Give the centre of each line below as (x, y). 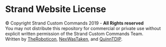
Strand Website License (56, 9)
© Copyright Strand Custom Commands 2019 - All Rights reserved (74, 23)
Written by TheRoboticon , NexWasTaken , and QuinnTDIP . (64, 39)
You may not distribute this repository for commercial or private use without (83, 28)
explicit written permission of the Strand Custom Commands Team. (74, 33)
